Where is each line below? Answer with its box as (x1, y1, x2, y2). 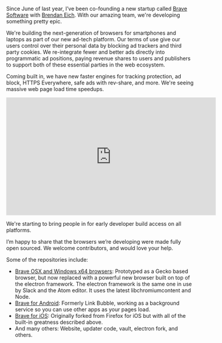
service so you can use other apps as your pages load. (14, 306, 151, 313)
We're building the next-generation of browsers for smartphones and (6, 29, 177, 37)
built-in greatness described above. (14, 318, 104, 326)
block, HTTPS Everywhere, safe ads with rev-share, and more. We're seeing (6, 79, 194, 86)
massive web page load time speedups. (6, 86, 104, 92)
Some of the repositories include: (6, 256, 89, 263)
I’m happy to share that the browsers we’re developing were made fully (6, 238, 181, 245)
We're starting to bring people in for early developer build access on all (6, 220, 181, 227)
